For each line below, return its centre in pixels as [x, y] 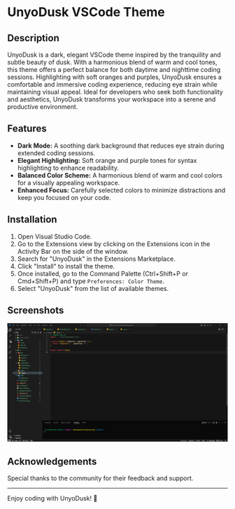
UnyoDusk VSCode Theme [86, 12]
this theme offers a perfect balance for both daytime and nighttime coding [114, 70]
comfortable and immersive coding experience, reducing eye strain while [113, 84]
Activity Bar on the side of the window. [73, 251]
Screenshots [36, 311]
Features [27, 129]
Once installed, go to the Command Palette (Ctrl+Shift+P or [103, 273]
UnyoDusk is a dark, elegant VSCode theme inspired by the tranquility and [114, 55]
